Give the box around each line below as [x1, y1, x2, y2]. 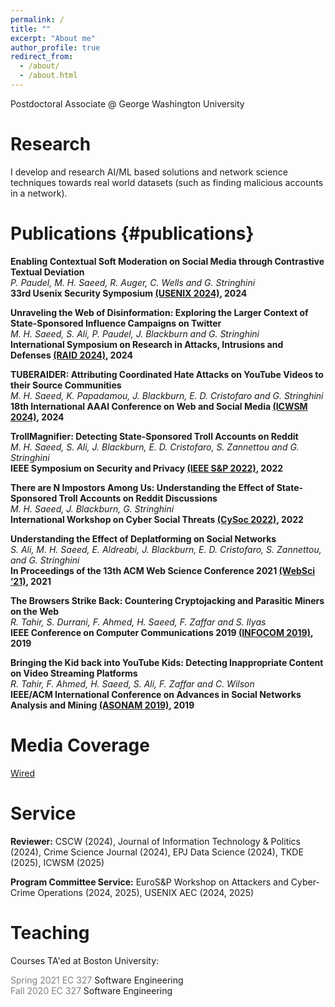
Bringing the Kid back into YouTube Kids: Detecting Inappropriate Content [10, 656, 324, 668]
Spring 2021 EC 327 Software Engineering [10, 974, 184, 986]
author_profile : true [10, 42, 101, 53]
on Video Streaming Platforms [10, 667, 138, 679]
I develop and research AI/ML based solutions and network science [10, 166, 288, 178]
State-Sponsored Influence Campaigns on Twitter [10, 317, 222, 329]
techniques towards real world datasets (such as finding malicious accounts [10, 176, 324, 188]
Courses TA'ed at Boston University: [10, 954, 160, 966]
